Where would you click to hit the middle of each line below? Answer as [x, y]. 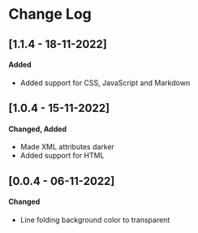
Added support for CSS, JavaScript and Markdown [105, 83]
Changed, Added [38, 129]
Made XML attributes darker [67, 147]
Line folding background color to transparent [95, 219]
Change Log [50, 14]
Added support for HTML [62, 156]
